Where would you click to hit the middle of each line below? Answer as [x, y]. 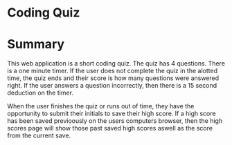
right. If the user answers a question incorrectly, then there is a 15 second [112, 86]
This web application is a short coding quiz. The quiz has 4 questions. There [116, 64]
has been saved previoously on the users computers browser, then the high [115, 121]
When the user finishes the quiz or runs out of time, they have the [101, 106]
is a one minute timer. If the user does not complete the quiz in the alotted [113, 71]
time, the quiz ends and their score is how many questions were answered [113, 78]
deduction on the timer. [41, 93]
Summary [36, 45]
